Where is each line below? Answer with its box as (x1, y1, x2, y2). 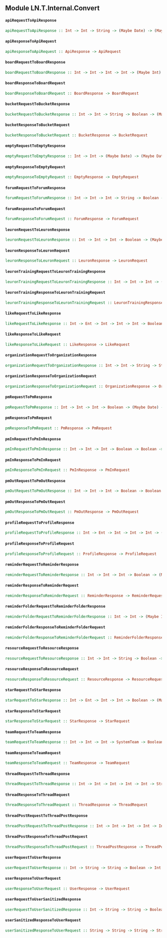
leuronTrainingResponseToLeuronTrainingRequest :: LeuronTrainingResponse (5, 300, 164, 305)
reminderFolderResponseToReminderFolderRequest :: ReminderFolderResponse (5, 635, 164, 640)
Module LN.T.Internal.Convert (5, 4, 100, 12)
